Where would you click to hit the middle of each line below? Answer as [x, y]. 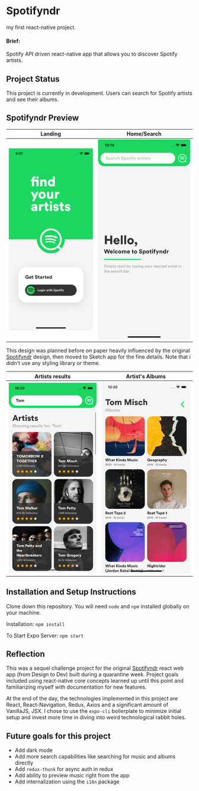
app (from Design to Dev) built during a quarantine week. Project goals [92, 674]
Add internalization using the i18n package [67, 782]
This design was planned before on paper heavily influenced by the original [98, 351]
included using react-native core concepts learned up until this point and [95, 681]
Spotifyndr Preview [43, 118]
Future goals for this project [58, 736]
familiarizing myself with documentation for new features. [76, 687]
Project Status [33, 79]
